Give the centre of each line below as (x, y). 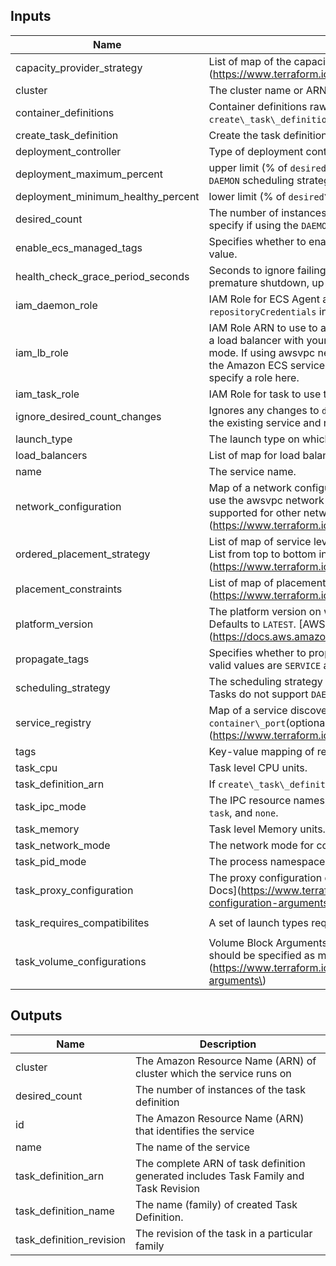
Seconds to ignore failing (267, 270)
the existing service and (265, 422)
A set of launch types (258, 922)
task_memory (47, 829)
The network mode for (261, 845)
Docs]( (225, 890)
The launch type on (254, 439)
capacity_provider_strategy (79, 67)
